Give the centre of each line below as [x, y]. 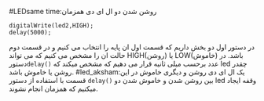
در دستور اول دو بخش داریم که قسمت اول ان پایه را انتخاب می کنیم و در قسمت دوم [132, 47]
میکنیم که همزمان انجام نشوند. [54, 88]
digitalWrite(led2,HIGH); [51, 26]
